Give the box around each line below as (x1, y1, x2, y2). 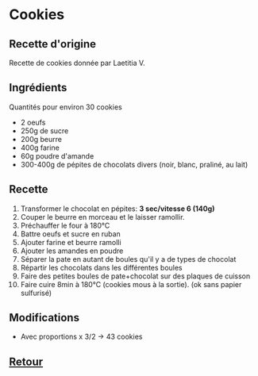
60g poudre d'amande (20, 151, 94, 160)
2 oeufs (20, 117, 46, 127)
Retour (9, 355, 44, 368)
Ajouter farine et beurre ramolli (20, 237, 121, 247)
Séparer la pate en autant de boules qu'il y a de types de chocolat (20, 254, 237, 263)
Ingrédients (9, 81, 67, 94)
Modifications (9, 311, 80, 324)
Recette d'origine (9, 37, 97, 51)
